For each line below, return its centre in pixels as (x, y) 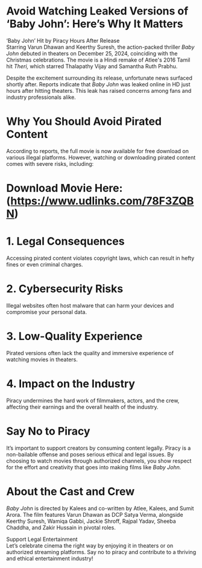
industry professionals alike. (41, 97)
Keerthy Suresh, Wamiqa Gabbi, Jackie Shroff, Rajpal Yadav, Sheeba (91, 521)
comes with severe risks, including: (50, 163)
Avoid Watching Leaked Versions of (97, 11)
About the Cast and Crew (71, 491)
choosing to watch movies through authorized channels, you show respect (99, 461)
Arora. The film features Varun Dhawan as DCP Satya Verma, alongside (95, 514)
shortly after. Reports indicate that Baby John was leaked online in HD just (99, 84)
